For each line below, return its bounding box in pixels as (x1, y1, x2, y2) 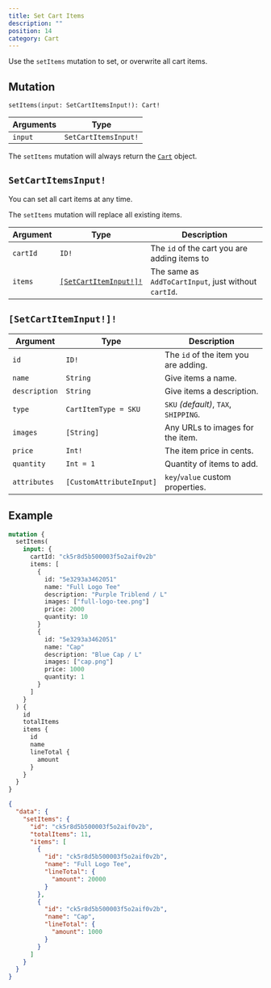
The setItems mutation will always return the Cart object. (8, 151, 198, 162)
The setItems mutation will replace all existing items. (8, 209, 183, 219)
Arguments (12, 119, 56, 130)
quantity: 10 (44, 613, 89, 621)
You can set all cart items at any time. (8, 194, 133, 204)
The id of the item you (165, 349, 249, 360)
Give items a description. (165, 385, 259, 397)
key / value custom (165, 471, 231, 482)
